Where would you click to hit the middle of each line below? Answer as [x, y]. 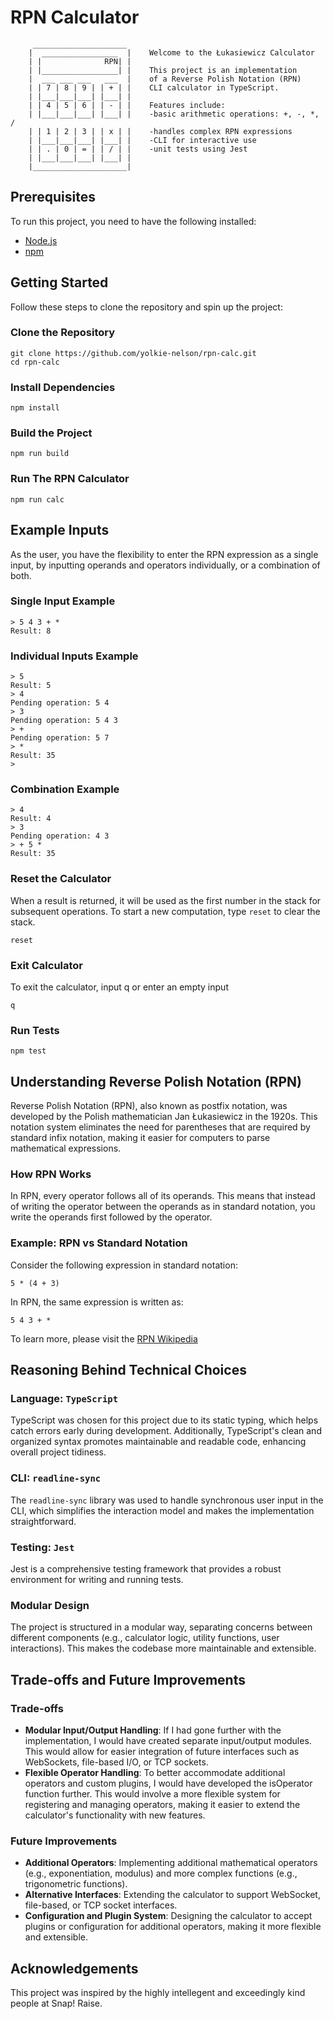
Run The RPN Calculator [70, 479]
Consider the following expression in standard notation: [124, 1265]
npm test [28, 1051]
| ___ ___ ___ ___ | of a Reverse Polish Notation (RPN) [165, 79]
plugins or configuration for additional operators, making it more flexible [173, 1927]
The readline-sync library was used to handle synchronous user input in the [167, 1500]
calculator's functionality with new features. [115, 1815]
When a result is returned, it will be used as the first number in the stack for [166, 900]
